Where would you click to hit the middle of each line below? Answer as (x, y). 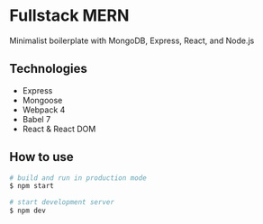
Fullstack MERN (69, 16)
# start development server (62, 202)
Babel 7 (36, 119)
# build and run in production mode (78, 178)
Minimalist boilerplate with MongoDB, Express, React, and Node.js (132, 40)
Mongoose (42, 100)
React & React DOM (59, 129)
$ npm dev (28, 211)
